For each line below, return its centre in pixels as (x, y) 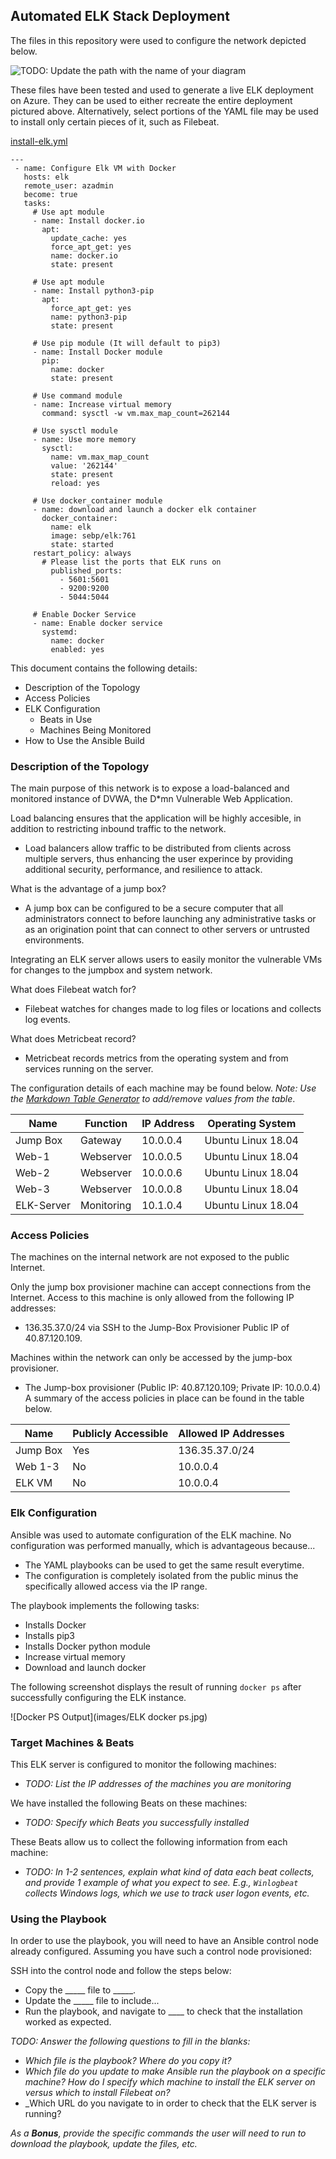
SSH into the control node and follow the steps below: (121, 1971)
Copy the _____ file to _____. (80, 1990)
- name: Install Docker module (97, 352)
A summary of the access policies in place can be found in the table (164, 1398)
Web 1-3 (37, 1467)
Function (106, 1124)
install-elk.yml (39, 141)
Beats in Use (66, 719)
